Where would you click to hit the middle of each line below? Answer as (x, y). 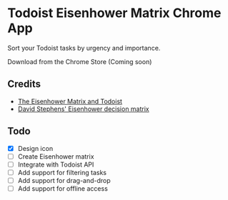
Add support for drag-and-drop (64, 180)
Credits (24, 84)
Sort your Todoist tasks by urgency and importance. (84, 48)
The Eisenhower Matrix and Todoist (70, 101)
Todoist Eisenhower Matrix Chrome (114, 13)
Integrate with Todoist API (56, 164)
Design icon (35, 148)
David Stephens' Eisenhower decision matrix (83, 109)
